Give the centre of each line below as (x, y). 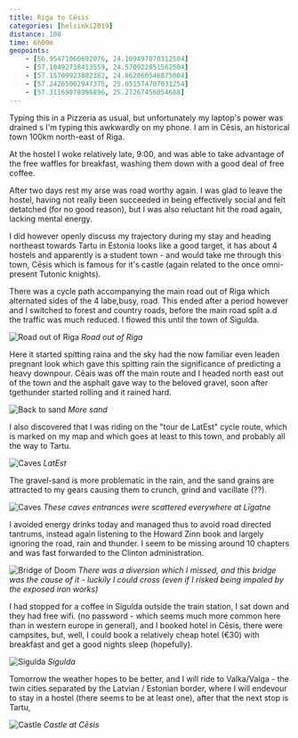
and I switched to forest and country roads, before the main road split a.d (143, 310)
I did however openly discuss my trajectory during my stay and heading (140, 236)
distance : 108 (36, 34)
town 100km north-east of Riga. (67, 137)
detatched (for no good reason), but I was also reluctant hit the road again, (146, 209)
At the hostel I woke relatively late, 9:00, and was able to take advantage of (147, 153)
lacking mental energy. (51, 219)
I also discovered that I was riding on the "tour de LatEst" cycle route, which (148, 427)
